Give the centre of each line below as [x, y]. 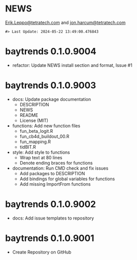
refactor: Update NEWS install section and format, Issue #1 [72, 65]
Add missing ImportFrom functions [55, 184]
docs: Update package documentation [51, 99]
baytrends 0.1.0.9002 [51, 204]
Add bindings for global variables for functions [67, 179]
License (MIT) [34, 120]
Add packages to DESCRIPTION [52, 173]
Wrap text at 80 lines [41, 157]
